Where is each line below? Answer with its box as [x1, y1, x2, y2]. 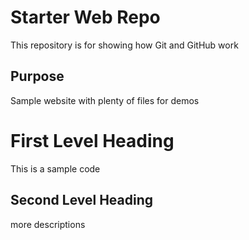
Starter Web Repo [10, 6, 161, 29]
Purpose [10, 68, 65, 85]
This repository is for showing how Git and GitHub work [10, 39, 239, 51]
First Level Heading [10, 129, 175, 152]
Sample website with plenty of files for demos [10, 94, 200, 106]
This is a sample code [10, 162, 101, 175]
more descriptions [10, 218, 86, 230]
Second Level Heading [10, 192, 154, 209]
